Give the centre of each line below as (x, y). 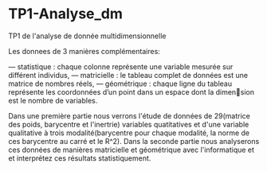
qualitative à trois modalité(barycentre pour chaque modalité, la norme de (129, 133)
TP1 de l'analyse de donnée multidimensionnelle (87, 36)
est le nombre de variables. (53, 100)
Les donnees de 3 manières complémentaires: (84, 51)
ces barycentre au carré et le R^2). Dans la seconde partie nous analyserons (134, 141)
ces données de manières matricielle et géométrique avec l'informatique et (132, 150)
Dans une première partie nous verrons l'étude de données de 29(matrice (130, 115)
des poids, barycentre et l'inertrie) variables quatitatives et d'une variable (129, 124)
